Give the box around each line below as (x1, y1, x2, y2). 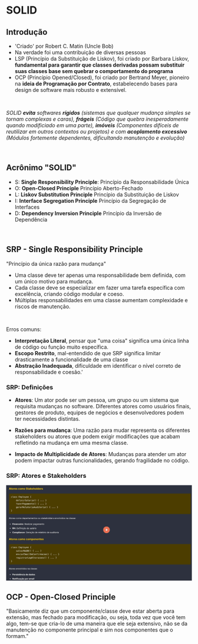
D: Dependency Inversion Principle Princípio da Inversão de (14, 210, 162, 217)
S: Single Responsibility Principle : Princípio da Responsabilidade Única (14, 178, 190, 186)
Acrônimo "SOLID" (6, 163, 77, 173)
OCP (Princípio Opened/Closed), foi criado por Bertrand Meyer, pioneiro (14, 74, 190, 81)
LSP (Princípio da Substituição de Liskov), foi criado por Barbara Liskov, (14, 55, 190, 62)
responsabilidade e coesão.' (14, 368, 84, 375)
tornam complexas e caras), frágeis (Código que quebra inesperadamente (6, 115, 189, 123)
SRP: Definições (6, 383, 54, 391)
